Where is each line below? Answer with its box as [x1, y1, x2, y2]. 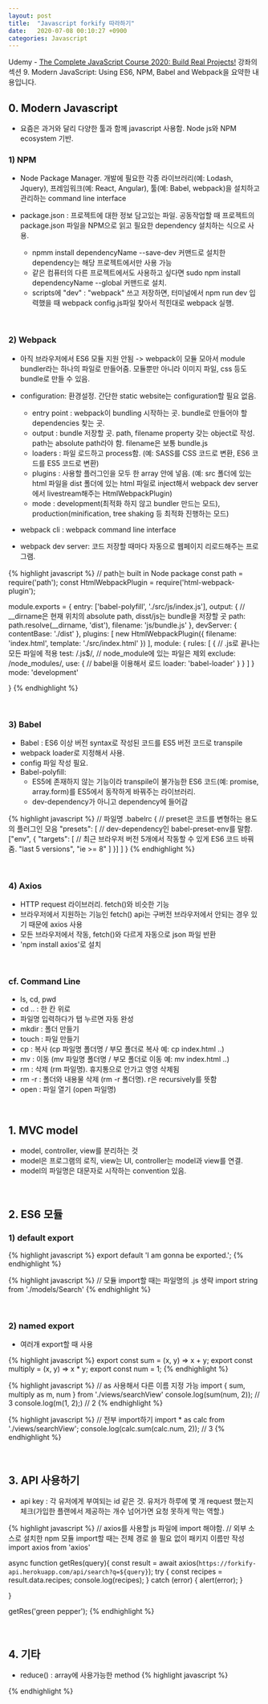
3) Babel [8, 718, 42, 730]
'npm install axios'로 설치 [19, 940, 102, 949]
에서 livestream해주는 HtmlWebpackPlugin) [31, 488, 173, 498]
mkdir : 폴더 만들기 [19, 1023, 79, 1034]
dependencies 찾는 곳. [31, 418, 105, 427]
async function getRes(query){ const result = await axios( [8, 1558, 199, 1568]
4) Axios [8, 880, 43, 891]
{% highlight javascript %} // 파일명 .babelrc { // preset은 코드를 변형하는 [8, 813, 243, 823]
